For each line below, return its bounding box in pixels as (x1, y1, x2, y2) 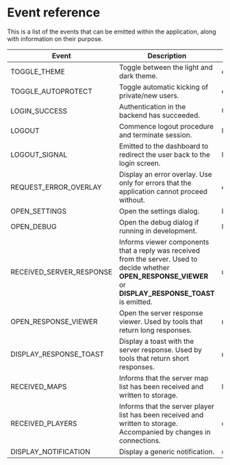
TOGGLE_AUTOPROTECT (10, 86, 92, 96)
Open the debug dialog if (118, 217, 199, 227)
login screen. (118, 158, 161, 168)
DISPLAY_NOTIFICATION (10, 447, 91, 456)
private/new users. (118, 90, 179, 100)
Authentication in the (118, 101, 186, 111)
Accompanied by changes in (118, 427, 211, 436)
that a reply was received (118, 245, 201, 255)
